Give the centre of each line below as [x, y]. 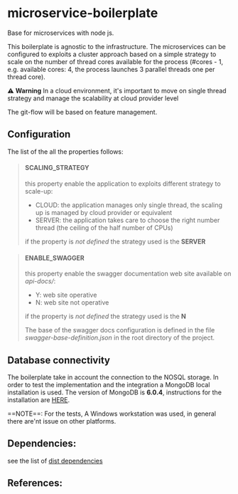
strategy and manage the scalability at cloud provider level [93, 98]
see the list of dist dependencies [55, 461]
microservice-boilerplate [83, 13]
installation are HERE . [39, 399]
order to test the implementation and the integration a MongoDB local [109, 384]
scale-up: [39, 191]
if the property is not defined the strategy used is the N [105, 316]
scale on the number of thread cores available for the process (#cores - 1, [115, 61]
